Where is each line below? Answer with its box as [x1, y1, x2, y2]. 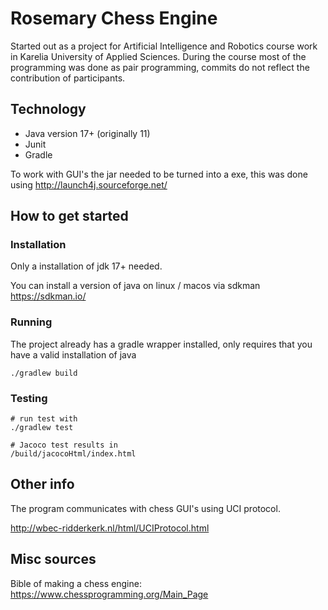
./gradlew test [10, 423, 74, 433]
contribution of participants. [10, 72, 126, 84]
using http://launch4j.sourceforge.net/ [10, 178, 168, 191]
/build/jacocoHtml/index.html [10, 449, 137, 459]
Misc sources [10, 551, 97, 568]
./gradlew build [10, 368, 78, 378]
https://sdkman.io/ [10, 290, 87, 302]
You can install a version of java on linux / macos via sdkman [10, 280, 261, 292]
